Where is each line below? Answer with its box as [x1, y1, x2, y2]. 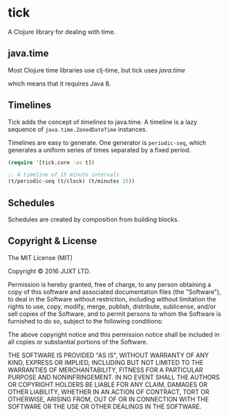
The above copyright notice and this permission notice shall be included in [8, 330, 220, 339]
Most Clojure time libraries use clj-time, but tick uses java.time [8, 66, 186, 74]
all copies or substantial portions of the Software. [8, 337, 148, 346]
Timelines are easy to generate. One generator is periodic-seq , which [8, 138, 207, 146]
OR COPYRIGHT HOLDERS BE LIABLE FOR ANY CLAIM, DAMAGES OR [8, 380, 208, 388]
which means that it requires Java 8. [8, 79, 111, 88]
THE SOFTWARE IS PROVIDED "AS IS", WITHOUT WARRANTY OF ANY [8, 350, 209, 359]
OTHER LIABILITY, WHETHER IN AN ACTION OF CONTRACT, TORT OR [8, 388, 209, 396]
